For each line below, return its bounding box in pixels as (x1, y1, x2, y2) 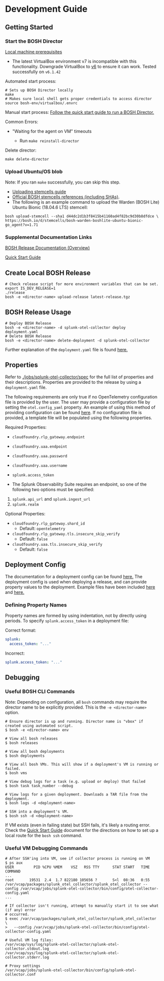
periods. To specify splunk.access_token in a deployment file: (5, 618, 129, 624)
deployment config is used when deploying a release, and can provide (5, 579, 147, 584)
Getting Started (5, 23, 53, 31)
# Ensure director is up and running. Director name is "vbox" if (5, 719, 143, 724)
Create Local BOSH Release (5, 268, 91, 277)
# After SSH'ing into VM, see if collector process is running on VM (5, 856, 150, 861)
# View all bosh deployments (5, 749, 65, 754)
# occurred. (5, 912, 29, 917)
